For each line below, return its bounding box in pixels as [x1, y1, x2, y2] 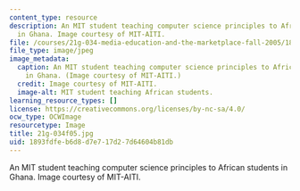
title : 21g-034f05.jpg [9, 129, 94, 138]
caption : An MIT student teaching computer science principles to [17, 63, 270, 72]
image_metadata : [9, 54, 70, 63]
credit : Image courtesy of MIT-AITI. [17, 79, 158, 88]
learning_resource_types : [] [9, 95, 118, 105]
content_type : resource [9, 12, 98, 22]
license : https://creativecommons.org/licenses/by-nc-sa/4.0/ [9, 104, 246, 113]
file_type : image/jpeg [9, 46, 94, 55]
